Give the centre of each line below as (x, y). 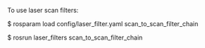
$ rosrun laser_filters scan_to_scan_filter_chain (75, 37)
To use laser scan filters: (43, 10)
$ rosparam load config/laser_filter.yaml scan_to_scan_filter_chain (103, 24)
